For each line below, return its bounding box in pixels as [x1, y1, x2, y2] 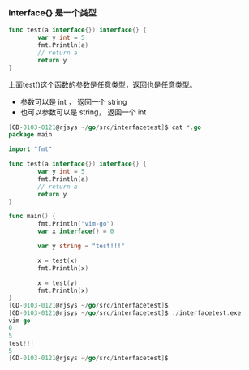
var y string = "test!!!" [37, 242, 126, 251]
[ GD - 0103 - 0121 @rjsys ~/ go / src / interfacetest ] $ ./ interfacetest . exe [8, 309, 242, 317]
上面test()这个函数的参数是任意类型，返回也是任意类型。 [8, 80, 197, 89]
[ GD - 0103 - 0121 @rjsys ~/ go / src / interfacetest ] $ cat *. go [8, 123, 201, 131]
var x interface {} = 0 [37, 227, 114, 236]
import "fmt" [8, 145, 53, 153]
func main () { [8, 213, 57, 221]
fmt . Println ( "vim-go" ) [37, 220, 114, 228]
